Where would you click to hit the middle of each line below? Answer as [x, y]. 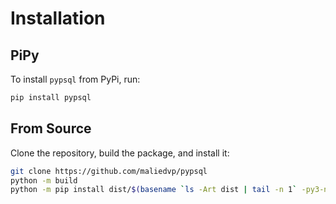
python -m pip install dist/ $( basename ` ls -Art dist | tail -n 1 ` [154, 190]
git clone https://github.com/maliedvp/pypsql [109, 171]
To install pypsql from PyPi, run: [75, 79]
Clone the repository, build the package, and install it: [120, 153]
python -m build [44, 180]
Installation [58, 18]
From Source [51, 128]
